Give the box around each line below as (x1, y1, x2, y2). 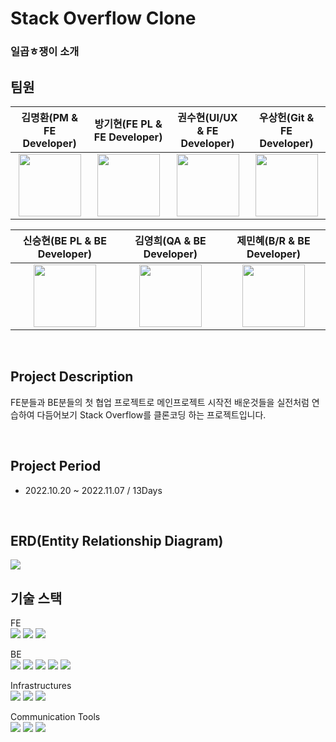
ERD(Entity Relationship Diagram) (10, 532, 224, 549)
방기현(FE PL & (94, 117, 163, 131)
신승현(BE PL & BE (22, 233, 107, 247)
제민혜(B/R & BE (236, 233, 311, 247)
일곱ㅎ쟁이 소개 (10, 45, 80, 59)
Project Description (10, 368, 134, 386)
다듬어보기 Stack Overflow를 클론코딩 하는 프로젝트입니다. (36, 408, 267, 421)
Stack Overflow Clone (10, 7, 197, 30)
